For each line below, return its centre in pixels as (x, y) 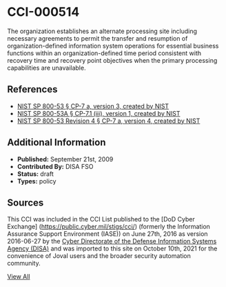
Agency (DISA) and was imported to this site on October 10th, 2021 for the (112, 248)
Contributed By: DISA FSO (55, 166)
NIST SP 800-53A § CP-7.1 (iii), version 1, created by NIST (99, 113)
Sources (25, 202)
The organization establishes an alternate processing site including (102, 31)
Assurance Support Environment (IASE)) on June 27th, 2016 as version (107, 234)
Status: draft (35, 174)
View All (19, 277)
